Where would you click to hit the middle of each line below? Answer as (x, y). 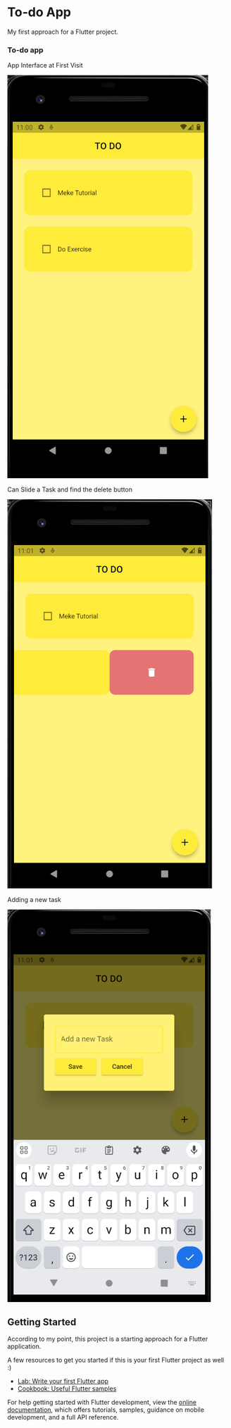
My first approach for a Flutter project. (63, 32)
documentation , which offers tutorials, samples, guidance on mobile (106, 1410)
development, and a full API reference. (63, 1417)
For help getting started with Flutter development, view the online (102, 1403)
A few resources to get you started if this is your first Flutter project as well (115, 1360)
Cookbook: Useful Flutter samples (67, 1389)
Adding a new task (34, 900)
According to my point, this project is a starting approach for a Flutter (108, 1339)
